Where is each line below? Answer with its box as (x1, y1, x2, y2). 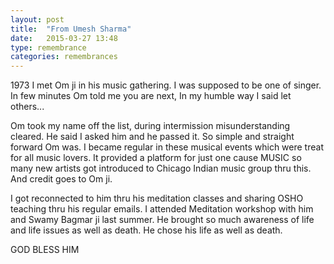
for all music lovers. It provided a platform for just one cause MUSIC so (10, 152, 302, 164)
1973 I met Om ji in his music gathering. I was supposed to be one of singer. (10, 79, 322, 91)
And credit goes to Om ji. (10, 173, 113, 185)
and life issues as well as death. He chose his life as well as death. (10, 224, 283, 236)
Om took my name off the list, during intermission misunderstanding (10, 120, 291, 132)
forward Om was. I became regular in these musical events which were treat (10, 141, 324, 153)
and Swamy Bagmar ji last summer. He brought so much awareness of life (10, 214, 315, 226)
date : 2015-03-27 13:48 (10, 33, 118, 43)
